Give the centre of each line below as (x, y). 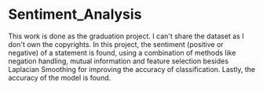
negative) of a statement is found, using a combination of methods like (122, 52)
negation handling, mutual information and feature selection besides (119, 61)
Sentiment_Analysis (75, 14)
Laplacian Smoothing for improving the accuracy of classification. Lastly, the (132, 69)
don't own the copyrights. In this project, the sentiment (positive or (116, 44)
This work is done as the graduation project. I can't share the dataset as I (126, 36)
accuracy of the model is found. (60, 77)
